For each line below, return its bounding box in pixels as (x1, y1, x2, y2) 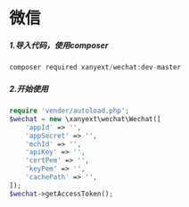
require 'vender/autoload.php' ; (9, 106, 129, 115)
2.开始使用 (9, 83, 49, 94)
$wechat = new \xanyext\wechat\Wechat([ (9, 114, 162, 123)
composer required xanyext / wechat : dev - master (9, 63, 181, 72)
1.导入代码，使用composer (9, 39, 109, 50)
